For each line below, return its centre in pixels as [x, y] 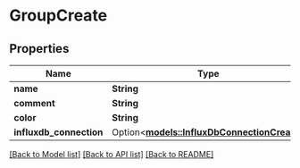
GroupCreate [58, 16]
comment [34, 103]
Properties [39, 49]
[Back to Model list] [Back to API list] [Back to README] [112, 154]
